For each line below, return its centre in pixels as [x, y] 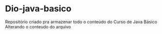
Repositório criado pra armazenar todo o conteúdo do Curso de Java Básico [81, 22]
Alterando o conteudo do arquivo [38, 26]
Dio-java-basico [38, 9]
